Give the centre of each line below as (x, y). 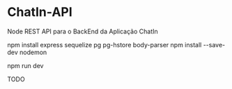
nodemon (33, 52)
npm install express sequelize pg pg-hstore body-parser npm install (105, 44)
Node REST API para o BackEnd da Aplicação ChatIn (83, 31)
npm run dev (25, 65)
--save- (214, 44)
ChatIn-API (40, 12)
